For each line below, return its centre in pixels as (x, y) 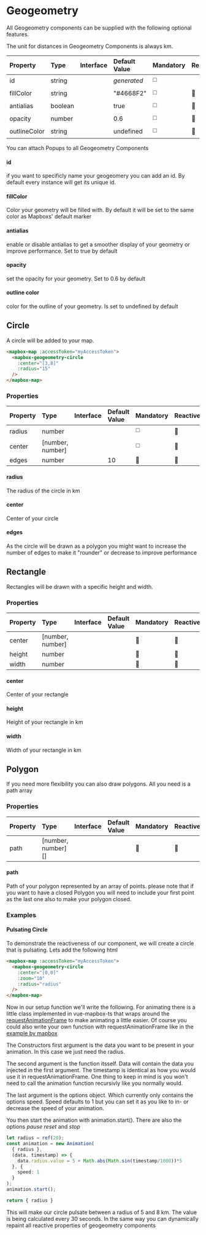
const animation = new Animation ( (51, 1144)
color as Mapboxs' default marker (49, 216)
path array (19, 791)
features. (18, 34)
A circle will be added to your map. (50, 340)
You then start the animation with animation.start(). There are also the (94, 1120)
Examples (21, 915)
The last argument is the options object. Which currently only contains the (100, 1095)
